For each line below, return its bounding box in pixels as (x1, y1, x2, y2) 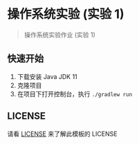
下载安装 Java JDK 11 (17, 72, 77, 80)
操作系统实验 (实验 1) (7, 6, 124, 22)
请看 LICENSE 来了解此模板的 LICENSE (7, 129, 118, 138)
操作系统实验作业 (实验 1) (24, 30, 95, 39)
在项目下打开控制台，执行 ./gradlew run (17, 89, 133, 98)
